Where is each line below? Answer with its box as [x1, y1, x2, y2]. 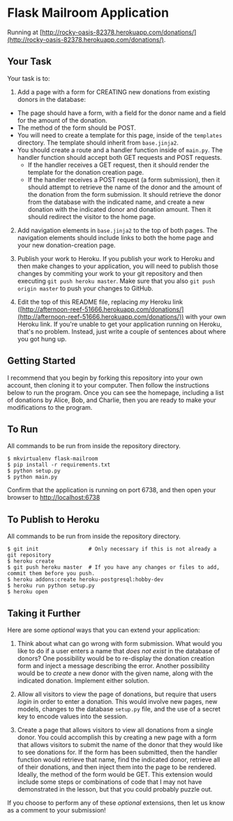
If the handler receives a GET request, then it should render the [27, 161, 209, 169]
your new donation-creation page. [17, 241, 116, 249]
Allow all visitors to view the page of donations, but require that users [17, 690, 217, 698]
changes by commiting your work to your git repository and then [17, 269, 203, 277]
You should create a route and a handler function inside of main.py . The [17, 145, 223, 154]
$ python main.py [7, 473, 58, 481]
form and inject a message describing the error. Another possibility [17, 662, 210, 670]
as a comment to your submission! [7, 806, 106, 814]
